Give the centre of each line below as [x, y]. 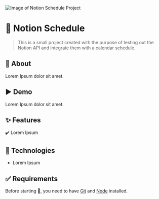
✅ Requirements [32, 178]
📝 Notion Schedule [45, 28]
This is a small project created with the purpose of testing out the [86, 42]
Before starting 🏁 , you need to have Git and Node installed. [67, 191]
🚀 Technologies [30, 151]
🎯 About [18, 64]
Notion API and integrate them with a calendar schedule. [76, 48]
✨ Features [23, 120]
